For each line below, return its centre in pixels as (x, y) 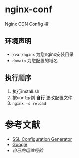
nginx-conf (29, 9)
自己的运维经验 (28, 150)
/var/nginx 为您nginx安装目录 (43, 54)
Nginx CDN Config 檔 (27, 24)
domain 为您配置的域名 (35, 60)
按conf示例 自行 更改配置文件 (42, 97)
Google (20, 144)
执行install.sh (26, 91)
